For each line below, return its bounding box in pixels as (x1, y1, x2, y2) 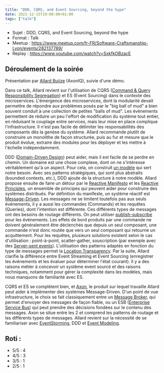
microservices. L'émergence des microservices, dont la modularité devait (5, 98, 154, 104)
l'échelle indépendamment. (5, 145, 60, 151)
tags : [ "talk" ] (5, 16, 36, 21)
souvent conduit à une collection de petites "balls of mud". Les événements (5, 108, 158, 114)
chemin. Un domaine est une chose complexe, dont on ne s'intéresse (5, 160, 145, 165)
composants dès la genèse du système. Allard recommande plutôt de (5, 129, 146, 135)
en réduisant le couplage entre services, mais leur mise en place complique (5, 119, 158, 125)
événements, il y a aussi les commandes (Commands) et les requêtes (5, 201, 146, 207)
